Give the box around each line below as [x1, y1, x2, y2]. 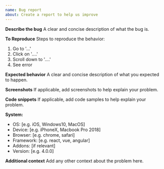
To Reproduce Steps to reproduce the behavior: [5, 36, 105, 42]
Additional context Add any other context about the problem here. [5, 157, 144, 164]
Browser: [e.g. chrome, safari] [12, 132, 75, 138]
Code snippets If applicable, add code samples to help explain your [5, 96, 146, 102]
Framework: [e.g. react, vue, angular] [12, 137, 90, 143]
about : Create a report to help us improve [5, 12, 98, 17]
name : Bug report [5, 7, 42, 13]
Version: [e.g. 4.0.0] [12, 148, 54, 154]
